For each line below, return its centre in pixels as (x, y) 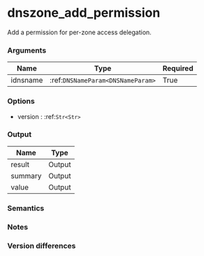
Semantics (26, 208)
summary (26, 176)
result (20, 164)
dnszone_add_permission (84, 13)
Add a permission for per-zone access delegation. (79, 32)
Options (21, 101)
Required (178, 69)
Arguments (27, 50)
